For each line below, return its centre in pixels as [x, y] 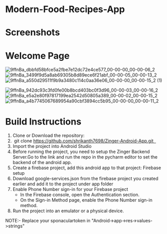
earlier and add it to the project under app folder [63, 184]
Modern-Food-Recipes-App [65, 9]
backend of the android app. [42, 163]
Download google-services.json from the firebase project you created [85, 179]
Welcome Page [37, 55]
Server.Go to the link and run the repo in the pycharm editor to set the [85, 157]
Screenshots [33, 33]
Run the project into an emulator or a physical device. [68, 211]
